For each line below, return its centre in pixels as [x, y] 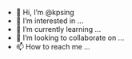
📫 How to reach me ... [53, 47]
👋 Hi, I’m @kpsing [45, 12]
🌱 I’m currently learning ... [58, 29]
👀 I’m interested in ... [50, 21]
